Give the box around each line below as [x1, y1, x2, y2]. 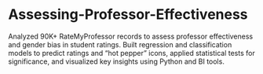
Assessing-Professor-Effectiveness [8, 6, 249, 24]
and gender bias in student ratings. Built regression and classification [8, 39, 232, 49]
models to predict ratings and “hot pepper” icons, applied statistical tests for [8, 48, 255, 57]
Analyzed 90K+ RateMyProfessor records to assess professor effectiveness [8, 31, 254, 41]
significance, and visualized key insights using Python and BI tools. [8, 57, 225, 66]
